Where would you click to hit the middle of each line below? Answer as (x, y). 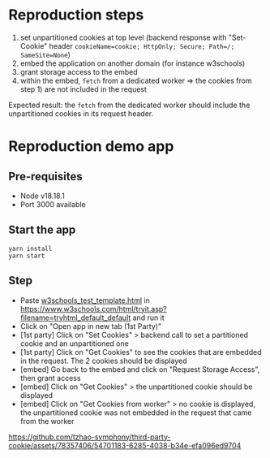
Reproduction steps (76, 15)
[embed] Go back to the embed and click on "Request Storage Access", (140, 369)
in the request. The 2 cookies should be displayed (103, 361)
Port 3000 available (53, 204)
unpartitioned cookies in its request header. (81, 113)
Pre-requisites (45, 176)
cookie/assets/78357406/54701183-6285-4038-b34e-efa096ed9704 (125, 445)
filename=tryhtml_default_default (75, 318)
